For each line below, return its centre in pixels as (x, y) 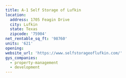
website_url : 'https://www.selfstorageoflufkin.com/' (64, 53)
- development (25, 67)
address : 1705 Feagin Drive (40, 19)
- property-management (34, 63)
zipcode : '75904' (28, 34)
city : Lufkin (24, 24)
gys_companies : (22, 58)
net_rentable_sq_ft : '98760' (36, 39)
